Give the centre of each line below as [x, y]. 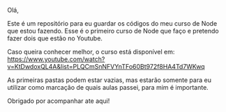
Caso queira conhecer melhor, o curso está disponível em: [91, 52]
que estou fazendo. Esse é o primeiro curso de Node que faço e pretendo [113, 31]
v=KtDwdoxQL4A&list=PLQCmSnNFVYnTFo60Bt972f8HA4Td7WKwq [106, 66]
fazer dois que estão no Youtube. [55, 38]
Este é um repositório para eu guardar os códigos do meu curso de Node [112, 23]
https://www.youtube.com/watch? [56, 59]
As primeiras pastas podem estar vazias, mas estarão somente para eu [109, 80]
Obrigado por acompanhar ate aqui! [59, 101]
